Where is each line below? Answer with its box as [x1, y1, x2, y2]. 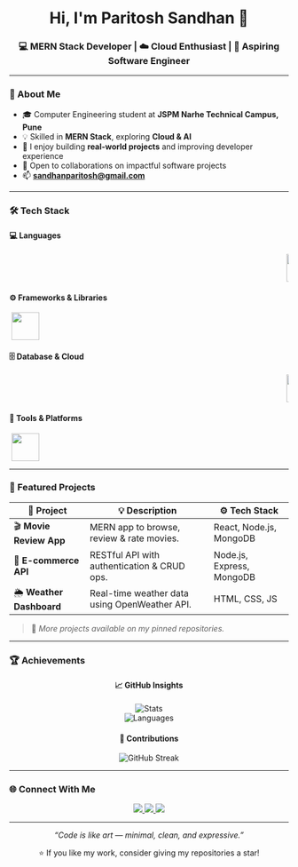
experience [21, 150, 64, 161]
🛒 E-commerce [13, 554, 80, 567]
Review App [13, 534, 66, 546]
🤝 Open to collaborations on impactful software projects [21, 160, 227, 171]
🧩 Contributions [119, 733, 179, 744]
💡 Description [118, 504, 177, 516]
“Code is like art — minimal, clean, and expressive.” [54, 830, 244, 840]
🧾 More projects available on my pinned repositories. [30, 623, 224, 633]
